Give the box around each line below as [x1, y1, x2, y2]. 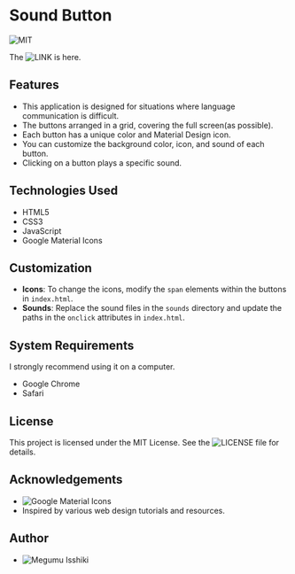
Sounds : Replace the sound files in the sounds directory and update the [21, 303, 283, 314]
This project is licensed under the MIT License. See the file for [9, 438, 280, 447]
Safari [21, 388, 44, 399]
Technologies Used [9, 183, 118, 198]
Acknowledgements [9, 472, 123, 487]
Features [9, 77, 59, 93]
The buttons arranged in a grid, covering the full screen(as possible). [21, 120, 274, 130]
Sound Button [9, 5, 113, 26]
